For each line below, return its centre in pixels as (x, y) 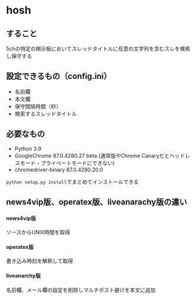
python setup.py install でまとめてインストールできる (73, 182)
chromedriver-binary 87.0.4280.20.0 (59, 170)
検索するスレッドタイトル (46, 114)
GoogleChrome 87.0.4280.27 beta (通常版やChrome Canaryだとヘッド (100, 155)
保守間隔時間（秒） (38, 106)
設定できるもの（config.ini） (59, 76)
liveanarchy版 (24, 276)
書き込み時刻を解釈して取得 (40, 261)
